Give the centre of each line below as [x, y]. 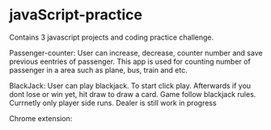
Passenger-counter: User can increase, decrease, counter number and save [136, 52]
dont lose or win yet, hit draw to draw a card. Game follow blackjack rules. [133, 94]
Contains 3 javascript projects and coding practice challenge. [111, 37]
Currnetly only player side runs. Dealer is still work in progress [113, 103]
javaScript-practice [76, 15]
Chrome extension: [41, 118]
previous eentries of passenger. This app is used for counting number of [130, 61]
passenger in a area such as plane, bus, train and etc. [99, 69]
